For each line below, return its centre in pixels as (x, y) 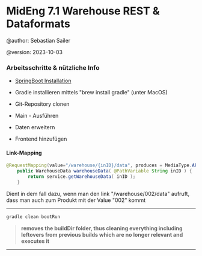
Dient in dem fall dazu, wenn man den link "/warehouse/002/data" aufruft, (98, 194)
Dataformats (38, 24)
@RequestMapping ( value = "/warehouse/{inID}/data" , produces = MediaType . (99, 166)
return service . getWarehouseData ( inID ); (82, 177)
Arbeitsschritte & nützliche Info (53, 67)
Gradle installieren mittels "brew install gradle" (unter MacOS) (91, 93)
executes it (35, 241)
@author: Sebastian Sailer (38, 40)
